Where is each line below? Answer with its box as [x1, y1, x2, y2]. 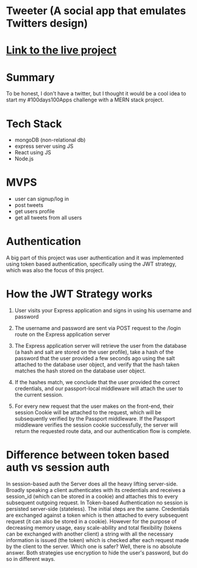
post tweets [14, 202, 44, 209]
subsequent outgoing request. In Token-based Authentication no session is [6, 499, 188, 506]
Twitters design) [6, 16, 88, 30]
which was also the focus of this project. [6, 267, 104, 274]
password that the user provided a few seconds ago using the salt [14, 355, 175, 362]
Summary [6, 71, 55, 84]
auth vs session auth [6, 461, 110, 474]
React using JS [14, 149, 52, 156]
